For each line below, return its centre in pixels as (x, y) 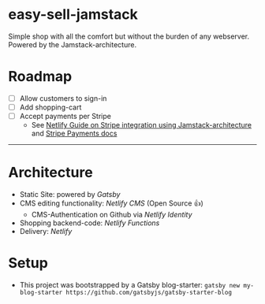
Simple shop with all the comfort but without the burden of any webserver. (129, 36)
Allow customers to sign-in (63, 98)
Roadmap (40, 77)
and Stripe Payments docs (74, 133)
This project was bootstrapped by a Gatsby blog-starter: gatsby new (130, 284)
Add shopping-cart (50, 107)
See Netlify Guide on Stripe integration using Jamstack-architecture (142, 125)
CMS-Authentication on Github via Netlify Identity (112, 215)
